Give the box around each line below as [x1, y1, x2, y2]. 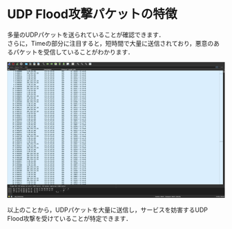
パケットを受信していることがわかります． [12, 48, 135, 56]
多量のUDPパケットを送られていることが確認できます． [7, 30, 165, 39]
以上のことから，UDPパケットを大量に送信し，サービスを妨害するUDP [7, 205, 209, 214]
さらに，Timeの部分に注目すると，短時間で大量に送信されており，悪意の [7, 39, 214, 47]
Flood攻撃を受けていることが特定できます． [7, 214, 133, 223]
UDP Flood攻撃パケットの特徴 [7, 6, 177, 22]
